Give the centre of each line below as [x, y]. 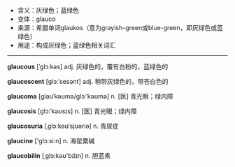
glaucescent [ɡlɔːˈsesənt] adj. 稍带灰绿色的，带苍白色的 [88, 81]
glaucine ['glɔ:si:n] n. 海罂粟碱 [51, 141]
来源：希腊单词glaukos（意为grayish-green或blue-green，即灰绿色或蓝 [120, 28]
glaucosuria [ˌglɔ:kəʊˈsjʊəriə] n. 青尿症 [63, 126]
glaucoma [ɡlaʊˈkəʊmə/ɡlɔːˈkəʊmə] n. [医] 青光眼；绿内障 [90, 96]
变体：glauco [36, 19]
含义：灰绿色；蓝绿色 [48, 10]
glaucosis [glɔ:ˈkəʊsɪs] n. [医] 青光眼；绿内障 [72, 111]
